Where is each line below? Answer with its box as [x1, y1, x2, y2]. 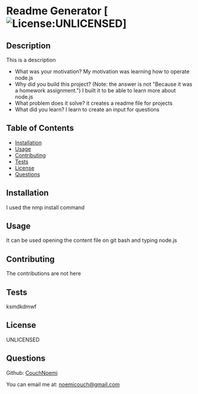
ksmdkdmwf [6, 303, 37, 311]
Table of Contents [6, 123, 75, 134]
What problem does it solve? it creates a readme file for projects [14, 100, 173, 107]
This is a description [6, 57, 56, 63]
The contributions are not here [6, 270, 82, 277]
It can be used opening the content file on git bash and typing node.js [6, 237, 177, 244]
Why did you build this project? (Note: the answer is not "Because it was [14, 80, 193, 88]
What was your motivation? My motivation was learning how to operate [14, 68, 190, 75]
